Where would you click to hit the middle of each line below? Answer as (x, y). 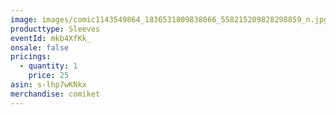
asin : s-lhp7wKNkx (48, 85)
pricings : (31, 57)
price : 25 (49, 76)
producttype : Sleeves (55, 29)
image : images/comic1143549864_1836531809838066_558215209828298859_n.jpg (169, 19)
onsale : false (40, 47)
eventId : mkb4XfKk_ (51, 38)
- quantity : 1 (48, 66)
